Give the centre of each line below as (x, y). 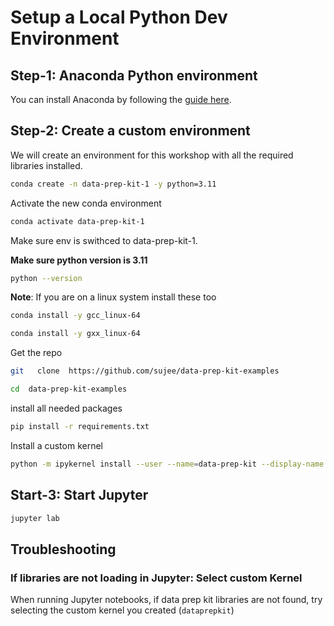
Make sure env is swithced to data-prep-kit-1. (104, 240)
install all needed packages (66, 408)
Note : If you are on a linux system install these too (113, 297)
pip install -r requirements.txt (80, 426)
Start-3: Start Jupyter (79, 495)
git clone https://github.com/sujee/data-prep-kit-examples (145, 371)
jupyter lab (35, 518)
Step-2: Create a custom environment (130, 131)
